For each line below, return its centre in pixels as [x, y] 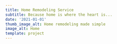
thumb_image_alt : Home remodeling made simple [55, 24]
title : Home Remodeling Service [39, 10]
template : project [25, 33]
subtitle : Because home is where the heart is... [59, 15]
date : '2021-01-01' [26, 19]
